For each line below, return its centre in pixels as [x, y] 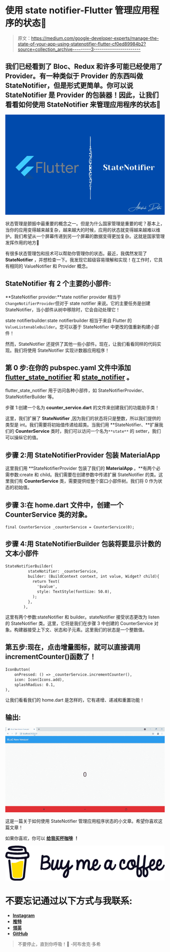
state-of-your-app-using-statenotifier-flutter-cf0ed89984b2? [82, 44]
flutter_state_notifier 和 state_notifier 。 [69, 377]
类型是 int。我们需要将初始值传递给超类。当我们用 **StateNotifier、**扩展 [82, 425]
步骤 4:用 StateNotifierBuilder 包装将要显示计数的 [83, 544]
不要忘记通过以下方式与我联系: [69, 901]
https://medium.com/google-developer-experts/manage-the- [95, 38]
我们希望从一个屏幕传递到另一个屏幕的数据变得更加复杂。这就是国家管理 [89, 236]
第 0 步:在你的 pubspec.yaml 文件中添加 [68, 367]
